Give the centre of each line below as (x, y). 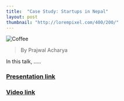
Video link (21, 92)
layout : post (22, 17)
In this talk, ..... (24, 61)
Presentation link (31, 76)
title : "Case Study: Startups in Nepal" (57, 11)
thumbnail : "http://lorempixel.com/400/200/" (62, 22)
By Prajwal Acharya (44, 50)
